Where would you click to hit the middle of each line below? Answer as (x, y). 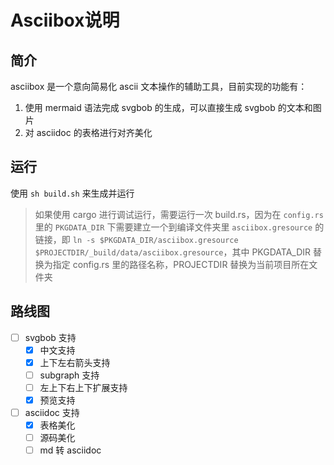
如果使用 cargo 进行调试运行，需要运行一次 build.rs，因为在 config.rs (179, 214)
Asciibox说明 (65, 20)
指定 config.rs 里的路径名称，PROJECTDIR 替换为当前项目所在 (181, 264)
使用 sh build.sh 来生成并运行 (72, 193)
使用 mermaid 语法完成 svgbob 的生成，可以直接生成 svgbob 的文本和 (168, 107)
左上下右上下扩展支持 (83, 387)
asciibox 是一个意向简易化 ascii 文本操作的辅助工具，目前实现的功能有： (159, 86)
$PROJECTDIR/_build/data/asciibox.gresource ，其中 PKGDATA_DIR (173, 252)
